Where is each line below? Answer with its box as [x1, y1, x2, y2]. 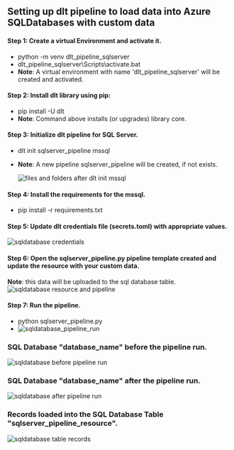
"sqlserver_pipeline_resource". [7, 418, 118, 428]
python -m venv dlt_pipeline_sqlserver [17, 52, 130, 61]
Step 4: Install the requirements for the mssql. [7, 190, 146, 198]
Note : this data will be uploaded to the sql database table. [7, 277, 176, 286]
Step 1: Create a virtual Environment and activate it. [7, 36, 162, 45]
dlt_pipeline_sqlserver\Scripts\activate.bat [17, 60, 141, 68]
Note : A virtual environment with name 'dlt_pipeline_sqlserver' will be [17, 67, 221, 76]
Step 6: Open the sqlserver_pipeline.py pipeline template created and [7, 254, 217, 262]
